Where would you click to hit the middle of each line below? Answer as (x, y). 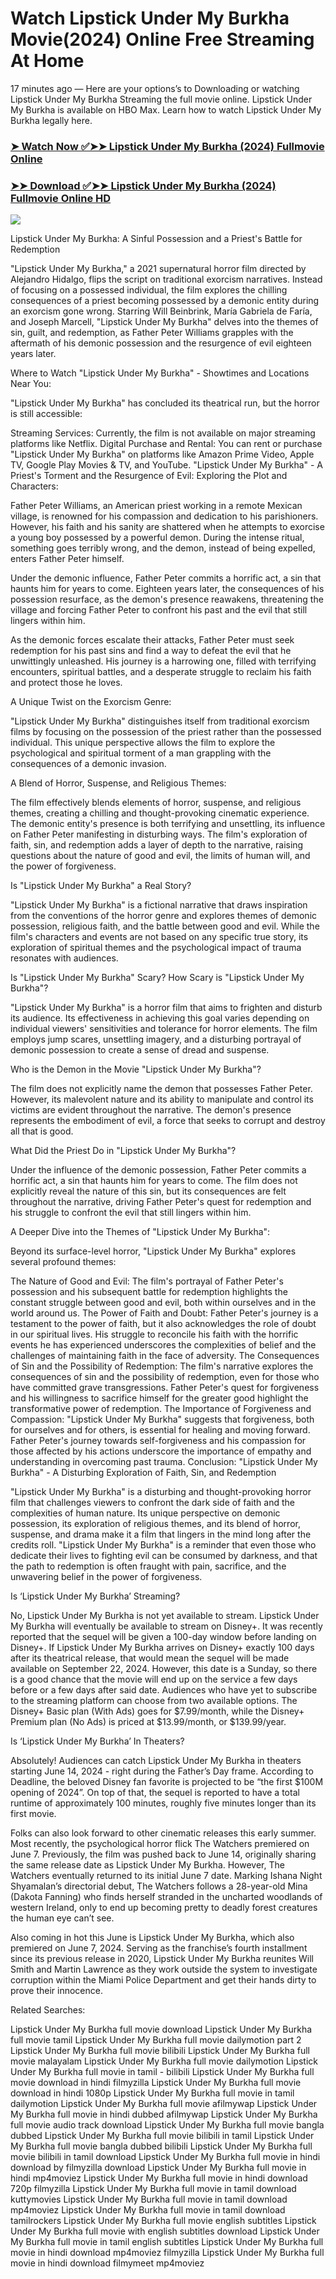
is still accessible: (46, 414)
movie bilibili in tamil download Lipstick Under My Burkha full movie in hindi (165, 2157)
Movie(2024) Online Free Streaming (162, 39)
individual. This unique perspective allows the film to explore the (143, 743)
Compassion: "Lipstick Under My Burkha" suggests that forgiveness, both (162, 1419)
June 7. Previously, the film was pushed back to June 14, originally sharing (163, 1854)
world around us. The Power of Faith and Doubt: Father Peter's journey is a (164, 1313)
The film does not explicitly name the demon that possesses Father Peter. (161, 1089)
